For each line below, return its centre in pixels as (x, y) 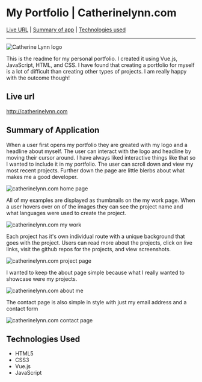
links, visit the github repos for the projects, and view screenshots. (89, 249)
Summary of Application (53, 130)
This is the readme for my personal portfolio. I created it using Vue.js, (92, 58)
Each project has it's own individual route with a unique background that (96, 236)
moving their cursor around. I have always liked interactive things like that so (101, 157)
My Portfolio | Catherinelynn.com (91, 13)
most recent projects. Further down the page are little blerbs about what (96, 170)
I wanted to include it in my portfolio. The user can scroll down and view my (100, 164)
